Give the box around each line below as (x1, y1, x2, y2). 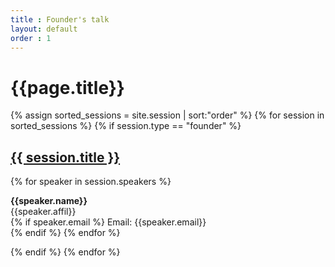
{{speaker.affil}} (10, 206, 77, 218)
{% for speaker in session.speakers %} (10, 176, 172, 188)
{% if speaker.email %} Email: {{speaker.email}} (10, 216, 207, 228)
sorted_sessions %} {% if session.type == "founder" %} (10, 120, 242, 132)
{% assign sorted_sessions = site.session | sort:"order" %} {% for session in (10, 109, 325, 121)
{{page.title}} (10, 76, 125, 99)
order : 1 (10, 33, 52, 43)
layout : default (10, 24, 78, 34)
